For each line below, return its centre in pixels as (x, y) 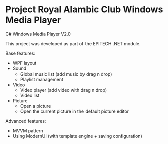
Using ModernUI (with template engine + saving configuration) (77, 136)
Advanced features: (26, 121)
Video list (30, 95)
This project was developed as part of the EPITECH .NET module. (73, 43)
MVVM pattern (28, 131)
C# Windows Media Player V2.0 (38, 34)
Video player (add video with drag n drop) (63, 90)
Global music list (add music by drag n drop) (66, 74)
